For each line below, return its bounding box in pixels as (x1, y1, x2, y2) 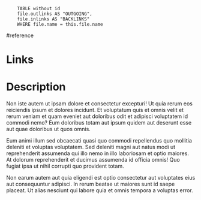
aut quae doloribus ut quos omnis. (6, 126, 91, 133)
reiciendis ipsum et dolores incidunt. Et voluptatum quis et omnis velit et (6, 107, 184, 114)
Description (6, 80, 66, 94)
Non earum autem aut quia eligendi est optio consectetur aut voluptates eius (6, 174, 196, 181)
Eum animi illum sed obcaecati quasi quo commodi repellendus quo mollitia (6, 137, 192, 144)
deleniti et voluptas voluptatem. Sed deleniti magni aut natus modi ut (6, 144, 176, 151)
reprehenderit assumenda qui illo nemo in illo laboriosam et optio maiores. (6, 150, 189, 157)
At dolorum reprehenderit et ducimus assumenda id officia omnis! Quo (6, 156, 180, 163)
